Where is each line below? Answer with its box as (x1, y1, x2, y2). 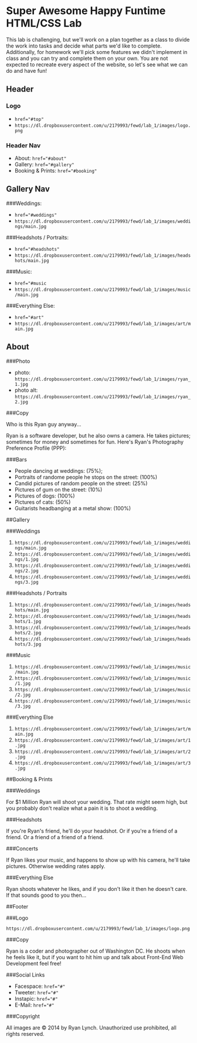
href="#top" (14, 116, 44, 122)
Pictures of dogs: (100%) (14, 492, 75, 499)
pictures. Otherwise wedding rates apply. (6, 862, 106, 870)
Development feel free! (6, 960, 62, 967)
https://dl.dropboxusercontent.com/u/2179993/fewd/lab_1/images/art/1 (14, 737, 191, 743)
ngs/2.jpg (14, 568, 39, 574)
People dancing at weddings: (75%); (14, 467, 103, 474)
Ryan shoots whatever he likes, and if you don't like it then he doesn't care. (6, 885, 188, 892)
